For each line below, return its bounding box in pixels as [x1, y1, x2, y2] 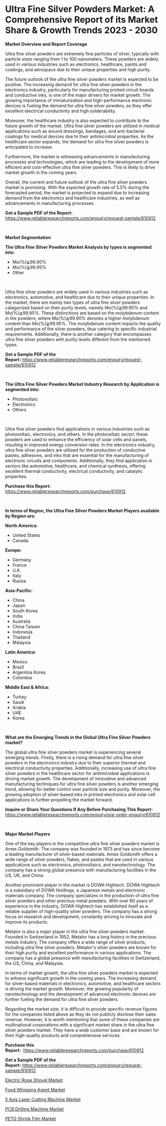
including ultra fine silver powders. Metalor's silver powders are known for [5, 944, 157, 950]
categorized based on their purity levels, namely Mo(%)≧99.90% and [5, 304, 148, 310]
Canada [12, 537, 29, 543]
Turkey [12, 694, 27, 700]
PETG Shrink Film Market [5, 1116, 56, 1122]
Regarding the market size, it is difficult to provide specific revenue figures [5, 1006, 158, 1012]
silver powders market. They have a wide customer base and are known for [5, 1027, 160, 1033]
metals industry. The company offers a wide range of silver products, [5, 939, 146, 945]
